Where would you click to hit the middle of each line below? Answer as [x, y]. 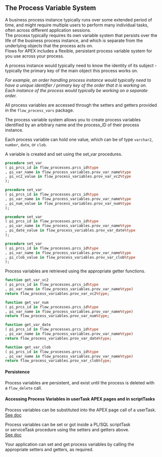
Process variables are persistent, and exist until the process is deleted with [80, 382]
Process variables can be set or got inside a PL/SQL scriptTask [68, 424]
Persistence [17, 372]
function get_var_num [27, 302]
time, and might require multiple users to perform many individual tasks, [77, 25]
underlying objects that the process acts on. [49, 45]
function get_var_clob [28, 347]
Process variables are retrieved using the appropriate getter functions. [75, 271]
